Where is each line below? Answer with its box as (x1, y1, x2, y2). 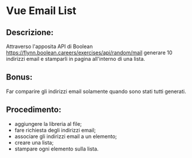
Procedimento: (6, 105, 61, 115)
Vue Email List (6, 4, 77, 18)
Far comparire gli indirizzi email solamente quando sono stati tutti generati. (6, 88, 186, 95)
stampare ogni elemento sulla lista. (14, 145, 99, 152)
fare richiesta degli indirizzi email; (14, 126, 96, 133)
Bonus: (6, 72, 33, 83)
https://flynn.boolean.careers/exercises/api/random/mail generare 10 (6, 49, 173, 56)
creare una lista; (14, 139, 54, 146)
